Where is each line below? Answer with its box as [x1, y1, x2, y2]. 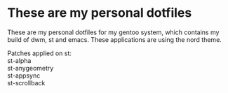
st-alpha [7, 56, 32, 64]
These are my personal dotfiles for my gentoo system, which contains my [7, 28, 220, 36]
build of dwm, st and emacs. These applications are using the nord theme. [7, 35, 222, 43]
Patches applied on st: [7, 49, 72, 57]
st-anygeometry [7, 64, 54, 72]
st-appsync [7, 71, 41, 80]
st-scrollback [7, 78, 46, 87]
